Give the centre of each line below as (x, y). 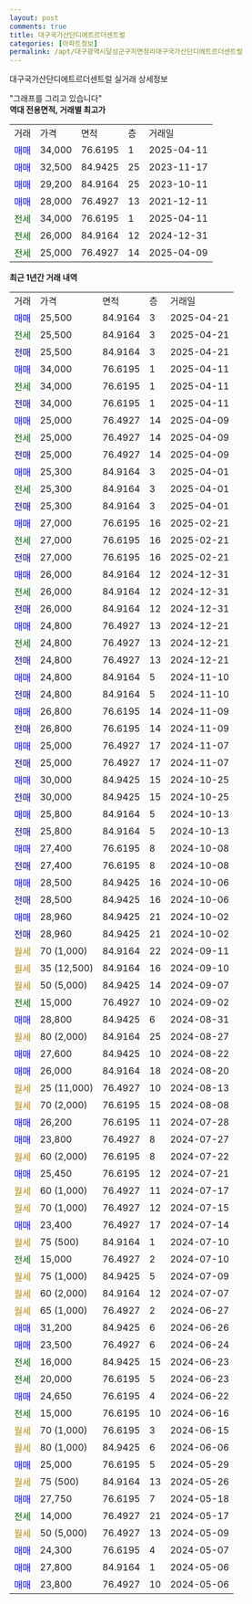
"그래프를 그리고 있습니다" (56, 99)
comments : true (38, 26)
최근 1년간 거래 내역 (44, 278)
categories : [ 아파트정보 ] (54, 43)
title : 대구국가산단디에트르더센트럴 (67, 35)
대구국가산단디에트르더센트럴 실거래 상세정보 (89, 79)
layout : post (34, 18)
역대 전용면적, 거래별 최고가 (58, 110)
